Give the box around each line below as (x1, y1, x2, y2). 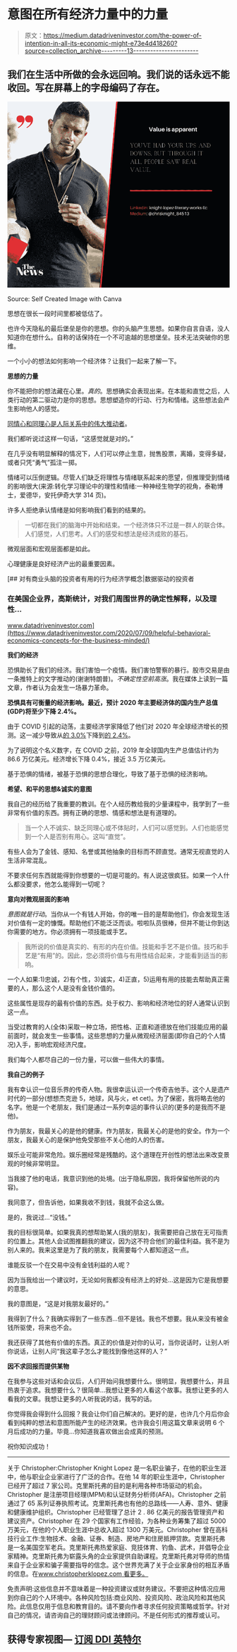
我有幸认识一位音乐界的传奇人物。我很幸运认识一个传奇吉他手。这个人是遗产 (7, 1085, 230, 1094)
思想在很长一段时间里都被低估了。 (7, 310, 107, 318)
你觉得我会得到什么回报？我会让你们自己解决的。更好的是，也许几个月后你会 (7, 1409, 230, 1418)
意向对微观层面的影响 (7, 895, 69, 903)
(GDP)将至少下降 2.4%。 (7, 706, 80, 716)
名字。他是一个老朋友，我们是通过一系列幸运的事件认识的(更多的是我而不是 (7, 1103, 226, 1111)
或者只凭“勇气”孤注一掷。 (7, 458, 81, 467)
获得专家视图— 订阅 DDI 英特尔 (7, 1633, 142, 1645)
